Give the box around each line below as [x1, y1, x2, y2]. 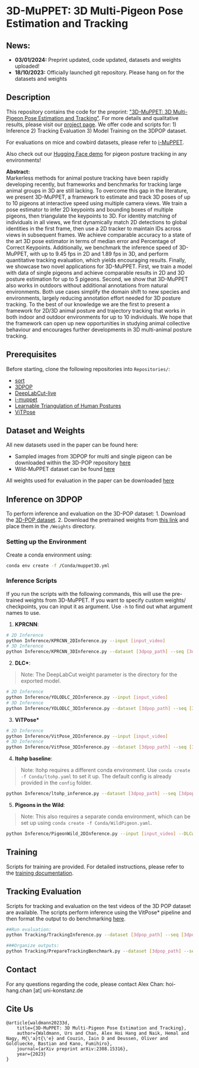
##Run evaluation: [6, 926, 52, 932]
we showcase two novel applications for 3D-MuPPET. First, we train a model [6, 263, 192, 270]
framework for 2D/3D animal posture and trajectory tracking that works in [6, 307, 185, 314]
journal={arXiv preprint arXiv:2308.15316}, [17, 1045, 129, 1052]
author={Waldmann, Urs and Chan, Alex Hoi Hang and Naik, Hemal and [17, 1030, 190, 1036]
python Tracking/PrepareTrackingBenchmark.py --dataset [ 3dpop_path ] [6, 948, 182, 954]
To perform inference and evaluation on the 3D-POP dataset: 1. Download [6, 510, 186, 517]
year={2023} [17, 1051, 46, 1057]
